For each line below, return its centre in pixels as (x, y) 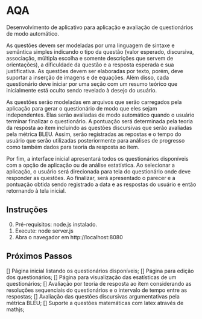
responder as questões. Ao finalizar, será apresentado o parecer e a (91, 178)
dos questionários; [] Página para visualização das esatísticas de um (91, 277)
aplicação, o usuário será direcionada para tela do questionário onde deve (99, 171)
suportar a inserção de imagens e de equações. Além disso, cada (88, 77)
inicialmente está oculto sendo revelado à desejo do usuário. (82, 90)
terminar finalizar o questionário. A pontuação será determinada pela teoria (99, 121)
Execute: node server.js (44, 231)
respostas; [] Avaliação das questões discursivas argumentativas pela (93, 296)
